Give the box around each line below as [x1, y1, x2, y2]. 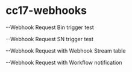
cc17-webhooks [5, 4, 87, 18]
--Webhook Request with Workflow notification [5, 59, 122, 66]
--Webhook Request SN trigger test [5, 35, 94, 42]
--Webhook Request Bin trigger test [5, 24, 94, 31]
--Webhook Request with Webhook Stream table [5, 47, 126, 54]
